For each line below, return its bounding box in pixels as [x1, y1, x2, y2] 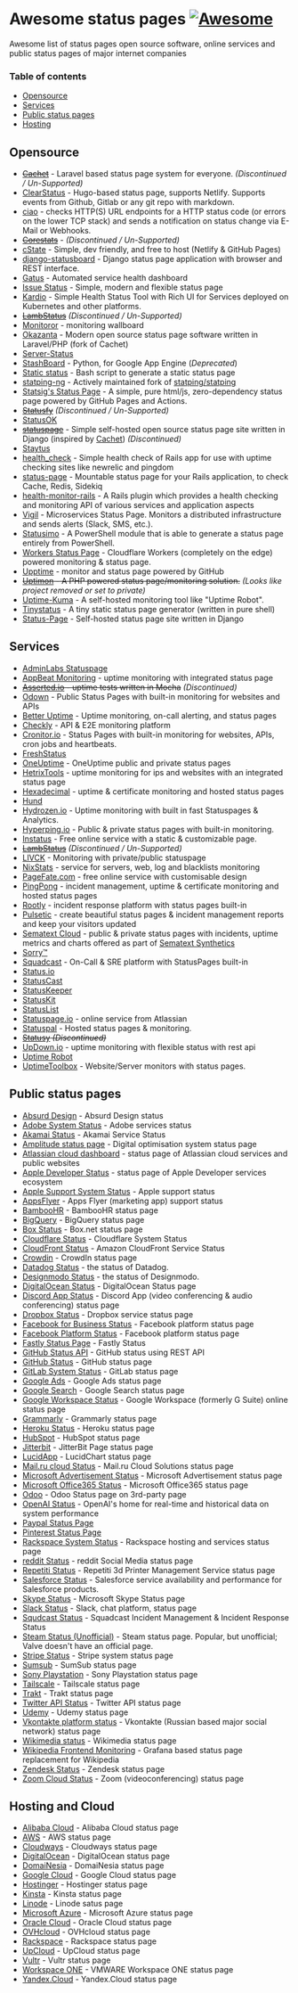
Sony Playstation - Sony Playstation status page [21, 1669, 198, 1679]
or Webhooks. [39, 226, 92, 236]
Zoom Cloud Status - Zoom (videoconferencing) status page [21, 1773, 245, 1784]
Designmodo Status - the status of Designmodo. [21, 1271, 200, 1282]
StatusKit [21, 994, 56, 1005]
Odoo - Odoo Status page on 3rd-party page [21, 1489, 187, 1499]
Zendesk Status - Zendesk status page [21, 1763, 165, 1774]
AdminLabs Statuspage [21, 662, 109, 673]
